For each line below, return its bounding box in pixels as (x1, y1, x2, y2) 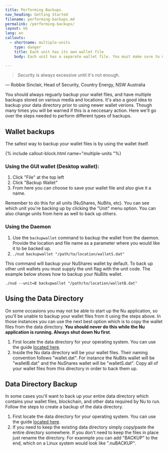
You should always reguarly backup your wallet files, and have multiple (5, 91, 151, 98)
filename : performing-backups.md (5, 17, 75, 22)
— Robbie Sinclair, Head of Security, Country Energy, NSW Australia (5, 82, 145, 88)
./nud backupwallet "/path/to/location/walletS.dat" (12, 251, 125, 256)
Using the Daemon (5, 223, 51, 230)
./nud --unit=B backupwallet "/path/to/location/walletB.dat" (5, 280, 137, 286)
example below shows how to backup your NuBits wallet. (5, 271, 123, 277)
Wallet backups (5, 127, 55, 136)
